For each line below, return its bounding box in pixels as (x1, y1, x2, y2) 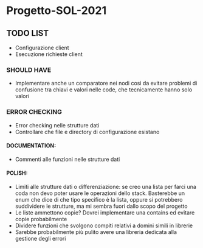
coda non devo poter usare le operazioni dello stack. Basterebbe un (15, 190, 185, 197)
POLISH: (6, 169, 29, 177)
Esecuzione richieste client (15, 51, 83, 58)
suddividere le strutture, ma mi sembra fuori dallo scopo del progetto (15, 202, 188, 210)
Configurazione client (15, 44, 69, 51)
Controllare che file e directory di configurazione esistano (15, 128, 160, 135)
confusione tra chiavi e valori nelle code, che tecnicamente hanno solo (15, 86, 193, 93)
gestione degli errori (15, 235, 66, 242)
